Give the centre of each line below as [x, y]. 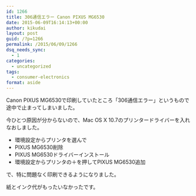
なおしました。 [24, 127]
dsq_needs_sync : [26, 50]
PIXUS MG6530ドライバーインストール [62, 155]
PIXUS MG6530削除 [39, 147]
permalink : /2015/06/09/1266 [42, 45]
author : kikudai [26, 28]
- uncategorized [31, 66]
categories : [21, 61]
